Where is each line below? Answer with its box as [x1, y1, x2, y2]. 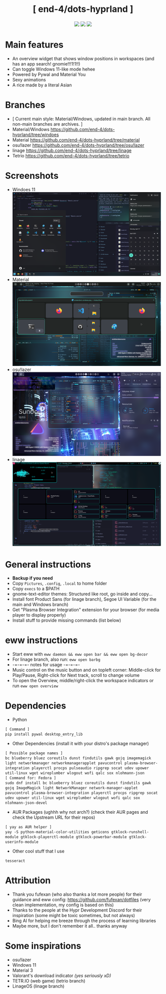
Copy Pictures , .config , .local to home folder [12, 580, 107, 586]
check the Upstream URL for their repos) [12, 814, 95, 820]
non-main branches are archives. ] [12, 121, 83, 127]
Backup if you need [12, 575, 53, 581]
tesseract [5, 858, 26, 863]
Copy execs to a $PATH [12, 586, 60, 592]
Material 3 [12, 967, 33, 974]
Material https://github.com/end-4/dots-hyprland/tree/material [12, 137, 140, 142]
